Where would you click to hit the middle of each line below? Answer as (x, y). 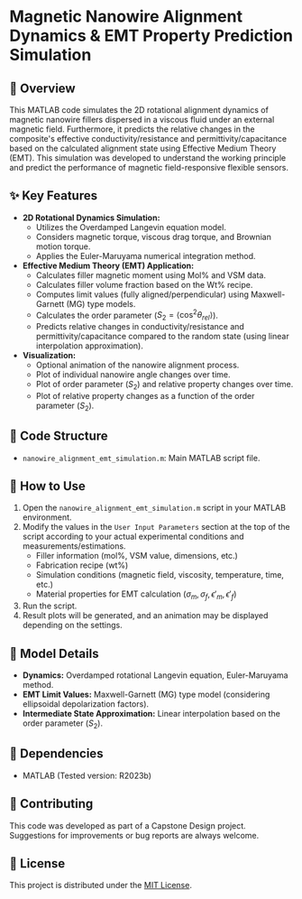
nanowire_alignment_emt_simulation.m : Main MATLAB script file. (141, 458)
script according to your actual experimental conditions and (133, 537)
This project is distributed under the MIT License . (101, 885)
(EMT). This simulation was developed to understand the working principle (148, 158)
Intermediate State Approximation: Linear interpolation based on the (151, 714)
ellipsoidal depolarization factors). (86, 704)
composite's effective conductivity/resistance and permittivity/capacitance (148, 139)
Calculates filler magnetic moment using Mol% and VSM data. (151, 275)
